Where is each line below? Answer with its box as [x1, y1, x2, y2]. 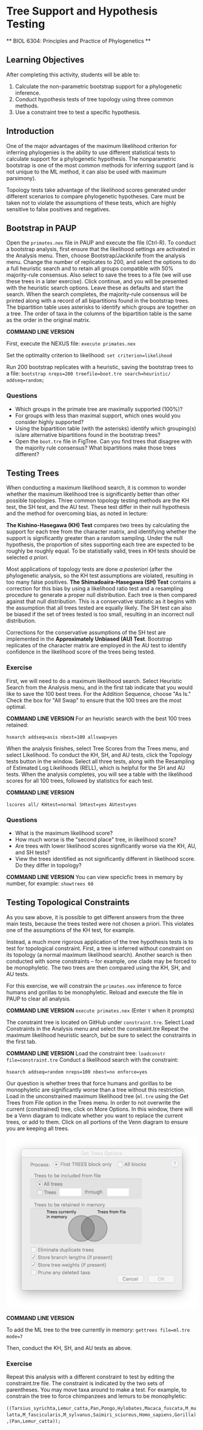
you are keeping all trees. [6, 1124, 70, 1132]
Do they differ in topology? [15, 862, 82, 869]
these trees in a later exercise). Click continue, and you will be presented [6, 278, 188, 285]
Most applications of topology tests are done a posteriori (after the [6, 565, 173, 573]
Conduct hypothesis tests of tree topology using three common [15, 95, 174, 103]
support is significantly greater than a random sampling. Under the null [6, 535, 183, 542]
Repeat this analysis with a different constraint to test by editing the [6, 1373, 175, 1381]
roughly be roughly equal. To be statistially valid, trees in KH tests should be [6, 547, 196, 555]
